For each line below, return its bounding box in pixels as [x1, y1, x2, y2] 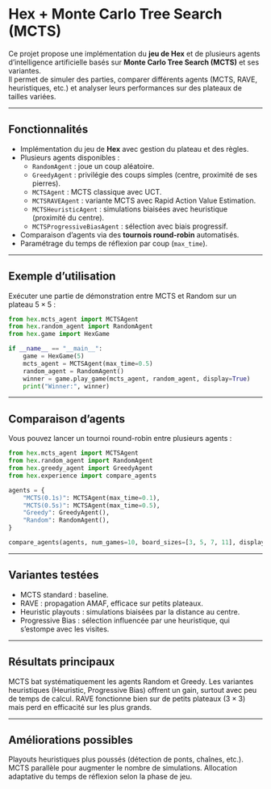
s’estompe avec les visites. [19, 623, 110, 634]
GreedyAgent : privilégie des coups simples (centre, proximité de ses [31, 170, 258, 179]
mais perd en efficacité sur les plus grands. [8, 702, 152, 711]
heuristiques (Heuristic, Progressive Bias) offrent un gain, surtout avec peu [8, 685, 257, 695]
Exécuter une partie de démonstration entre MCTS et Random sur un [8, 291, 237, 300]
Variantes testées [8, 569, 99, 582]
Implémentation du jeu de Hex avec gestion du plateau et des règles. [19, 144, 249, 153]
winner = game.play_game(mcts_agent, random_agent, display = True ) [23, 375, 251, 383]
